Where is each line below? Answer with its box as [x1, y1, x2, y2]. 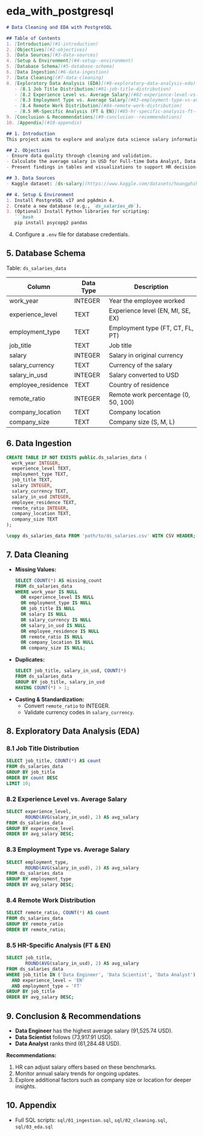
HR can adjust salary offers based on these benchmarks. [14, 1063, 157, 1071]
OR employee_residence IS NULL [21, 628, 100, 634]
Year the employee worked [108, 296, 185, 305]
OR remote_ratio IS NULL [21, 634, 83, 640]
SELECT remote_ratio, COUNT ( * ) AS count [6, 910, 110, 916]
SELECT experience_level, [6, 808, 71, 814]
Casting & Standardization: [14, 696, 85, 703]
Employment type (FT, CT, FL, [108, 324, 194, 332]
